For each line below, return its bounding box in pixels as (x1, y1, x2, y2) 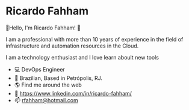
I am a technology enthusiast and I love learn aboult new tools (5, 53, 160, 61)
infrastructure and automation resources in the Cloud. (5, 42, 139, 49)
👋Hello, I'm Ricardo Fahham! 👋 (5, 24, 81, 31)
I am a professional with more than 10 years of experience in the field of (5, 35, 184, 43)
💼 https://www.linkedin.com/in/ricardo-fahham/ (14, 90, 132, 97)
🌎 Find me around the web (14, 81, 82, 88)
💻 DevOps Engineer (14, 66, 66, 73)
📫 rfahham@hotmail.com (14, 96, 79, 103)
